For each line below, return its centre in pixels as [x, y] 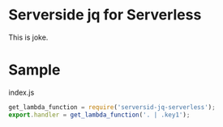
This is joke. [28, 37]
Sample [34, 70]
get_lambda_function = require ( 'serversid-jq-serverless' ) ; [112, 107]
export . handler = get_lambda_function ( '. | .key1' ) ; [99, 115]
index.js [21, 92]
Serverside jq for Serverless [105, 15]
